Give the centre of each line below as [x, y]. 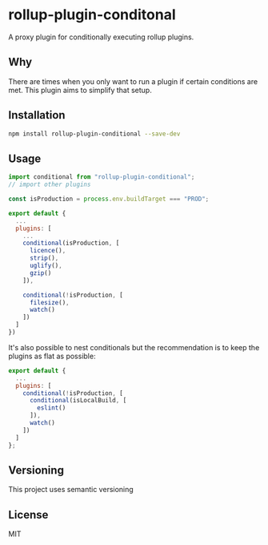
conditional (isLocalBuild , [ [78, 401]
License [28, 515]
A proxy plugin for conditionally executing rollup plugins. [101, 37]
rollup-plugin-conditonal [92, 15]
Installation [37, 115]
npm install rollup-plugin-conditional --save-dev [94, 134]
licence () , [48, 251]
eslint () [52, 408]
